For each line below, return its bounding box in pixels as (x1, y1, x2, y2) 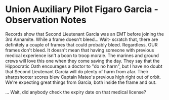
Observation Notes (5, 14, 87, 26)
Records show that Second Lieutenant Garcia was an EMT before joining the (5, 31, 164, 37)
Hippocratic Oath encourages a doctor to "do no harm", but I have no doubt (5, 63, 163, 69)
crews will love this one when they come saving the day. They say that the (5, 58, 160, 64)
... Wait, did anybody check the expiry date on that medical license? (5, 89, 146, 95)
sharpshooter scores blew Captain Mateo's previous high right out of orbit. (5, 74, 161, 80)
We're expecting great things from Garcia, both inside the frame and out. (5, 79, 157, 85)
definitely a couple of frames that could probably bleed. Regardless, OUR (5, 41, 158, 47)
